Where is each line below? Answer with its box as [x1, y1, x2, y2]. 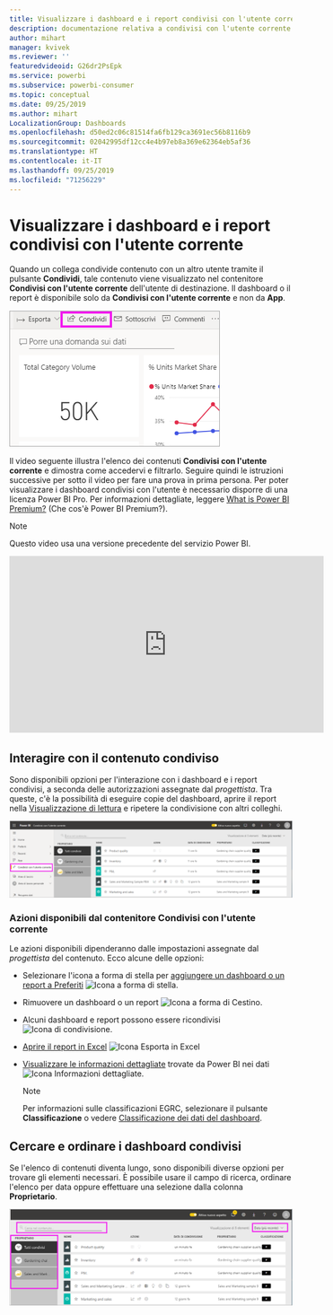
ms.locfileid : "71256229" [9, 175, 106, 184]
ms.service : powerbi [9, 72, 87, 81]
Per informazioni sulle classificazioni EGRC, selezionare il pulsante [22, 1103, 268, 1114]
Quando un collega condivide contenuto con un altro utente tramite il [9, 264, 264, 275]
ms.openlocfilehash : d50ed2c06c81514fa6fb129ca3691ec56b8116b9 [9, 128, 251, 137]
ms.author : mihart [9, 109, 78, 118]
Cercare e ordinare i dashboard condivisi [9, 1138, 242, 1153]
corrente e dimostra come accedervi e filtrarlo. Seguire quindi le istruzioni [9, 465, 285, 476]
